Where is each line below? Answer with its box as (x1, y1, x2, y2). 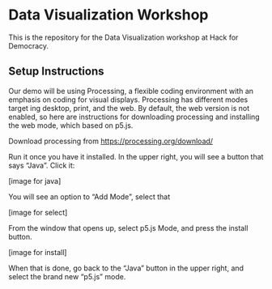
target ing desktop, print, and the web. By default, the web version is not (8, 103, 250, 113)
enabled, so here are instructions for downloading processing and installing (8, 112, 261, 121)
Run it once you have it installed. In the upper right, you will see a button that (8, 151, 264, 161)
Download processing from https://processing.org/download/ (8, 136, 213, 146)
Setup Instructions (8, 65, 104, 79)
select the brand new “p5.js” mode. (8, 271, 126, 281)
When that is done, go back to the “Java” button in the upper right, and (8, 263, 244, 273)
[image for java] (8, 176, 62, 185)
